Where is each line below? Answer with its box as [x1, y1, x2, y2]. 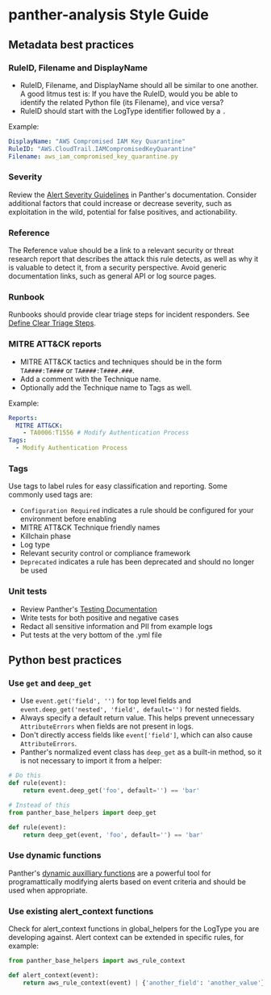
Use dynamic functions [8, 850, 102, 861]
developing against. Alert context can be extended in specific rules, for [8, 933, 244, 943]
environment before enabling [19, 514, 117, 524]
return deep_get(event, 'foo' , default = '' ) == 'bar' [23, 830, 204, 839]
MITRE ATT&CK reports [8, 338, 102, 350]
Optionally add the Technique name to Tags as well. [19, 382, 192, 393]
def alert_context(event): [8, 971, 99, 979]
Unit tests [8, 586, 48, 597]
